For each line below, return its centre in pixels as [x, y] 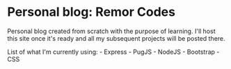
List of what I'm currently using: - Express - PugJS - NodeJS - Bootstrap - [113, 52]
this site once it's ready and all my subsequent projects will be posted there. [116, 38]
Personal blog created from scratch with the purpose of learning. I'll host [111, 31]
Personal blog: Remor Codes [91, 12]
